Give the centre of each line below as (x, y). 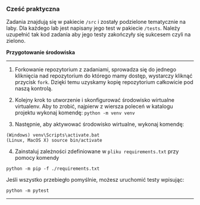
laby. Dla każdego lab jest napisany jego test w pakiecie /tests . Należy (93, 28)
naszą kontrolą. (34, 89)
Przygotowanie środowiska (41, 52)
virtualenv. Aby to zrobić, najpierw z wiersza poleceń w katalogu (94, 107)
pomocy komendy (37, 158)
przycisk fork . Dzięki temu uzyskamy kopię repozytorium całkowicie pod (104, 82)
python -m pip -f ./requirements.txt (53, 169)
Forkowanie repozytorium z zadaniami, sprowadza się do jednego (96, 70)
